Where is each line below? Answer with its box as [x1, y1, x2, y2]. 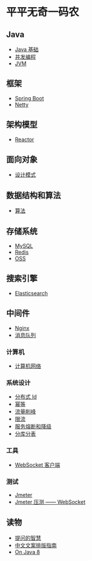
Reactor [14, 136, 34, 143]
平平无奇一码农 [6, 5, 80, 19]
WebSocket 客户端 [14, 461, 61, 468]
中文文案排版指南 [14, 541, 57, 549]
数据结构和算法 [6, 190, 61, 200]
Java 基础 [14, 46, 39, 53]
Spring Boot [14, 94, 45, 101]
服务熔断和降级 [14, 423, 52, 430]
